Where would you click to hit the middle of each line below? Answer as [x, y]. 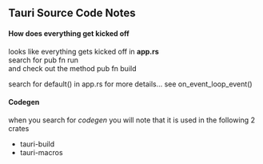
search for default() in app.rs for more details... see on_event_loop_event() [131, 84]
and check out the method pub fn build [72, 68]
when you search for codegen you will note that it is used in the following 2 [132, 120]
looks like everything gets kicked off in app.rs [84, 51]
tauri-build [37, 144]
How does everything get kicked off [69, 33]
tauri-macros [41, 152]
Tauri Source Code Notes [72, 13]
